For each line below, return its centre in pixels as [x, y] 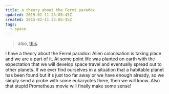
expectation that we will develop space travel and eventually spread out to [84, 64]
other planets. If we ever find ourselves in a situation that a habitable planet [85, 70]
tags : [11, 24]
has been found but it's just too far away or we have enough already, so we [85, 75]
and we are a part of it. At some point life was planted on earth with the [80, 59]
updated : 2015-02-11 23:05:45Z [39, 15]
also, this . [28, 43]
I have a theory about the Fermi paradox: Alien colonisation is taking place [83, 54]
